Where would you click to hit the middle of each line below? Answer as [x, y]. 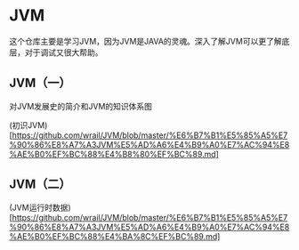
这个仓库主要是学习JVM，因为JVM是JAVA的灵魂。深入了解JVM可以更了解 [145, 41]
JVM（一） [40, 83]
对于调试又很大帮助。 [64, 52]
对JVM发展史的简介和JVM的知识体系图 [81, 106]
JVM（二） [40, 185]
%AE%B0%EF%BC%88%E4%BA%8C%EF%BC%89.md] [115, 236]
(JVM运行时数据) [40, 207]
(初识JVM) [28, 125]
